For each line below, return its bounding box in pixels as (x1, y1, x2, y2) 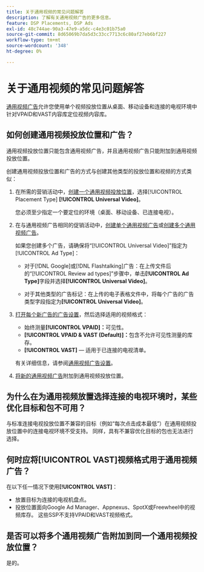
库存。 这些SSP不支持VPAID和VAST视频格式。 (20, 511, 136, 519)
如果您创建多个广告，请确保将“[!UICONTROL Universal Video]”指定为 (15, 242, 188, 249)
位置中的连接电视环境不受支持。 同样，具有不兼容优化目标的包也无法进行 (11, 428, 194, 435)
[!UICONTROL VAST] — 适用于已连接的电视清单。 (24, 346, 150, 353)
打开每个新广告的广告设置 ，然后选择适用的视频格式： (15, 310, 148, 318)
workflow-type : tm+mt (6, 37, 61, 43)
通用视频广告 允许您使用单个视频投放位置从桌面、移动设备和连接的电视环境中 (6, 102, 197, 110)
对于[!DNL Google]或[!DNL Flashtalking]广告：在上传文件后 (24, 262, 171, 270)
